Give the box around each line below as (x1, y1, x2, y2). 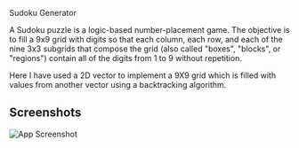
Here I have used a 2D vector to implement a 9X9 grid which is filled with (9, 70, 277, 81)
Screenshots (9, 105, 82, 121)
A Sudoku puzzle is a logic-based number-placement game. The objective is (9, 25, 290, 35)
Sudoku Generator (9, 8, 77, 18)
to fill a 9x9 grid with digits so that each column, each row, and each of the (9, 35, 283, 44)
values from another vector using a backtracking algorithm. (9, 80, 227, 90)
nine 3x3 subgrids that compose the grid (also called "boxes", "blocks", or (9, 43, 281, 54)
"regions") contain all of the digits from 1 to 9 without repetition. (9, 53, 243, 63)
